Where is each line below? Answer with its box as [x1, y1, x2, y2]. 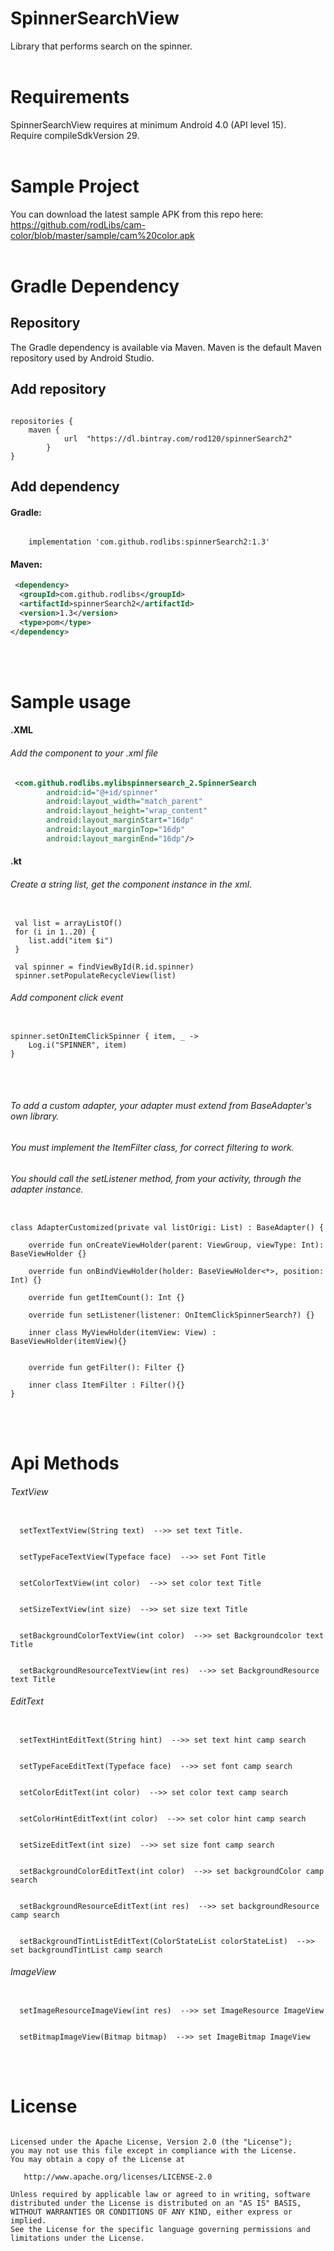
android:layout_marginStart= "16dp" [46, 815, 195, 826]
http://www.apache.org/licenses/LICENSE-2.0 [23, 2172, 213, 2182]
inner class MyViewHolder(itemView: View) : [28, 1328, 217, 1338]
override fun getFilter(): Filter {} [28, 1363, 186, 1373]
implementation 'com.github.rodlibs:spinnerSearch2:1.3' [28, 537, 271, 547]
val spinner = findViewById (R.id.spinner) [14, 962, 195, 972]
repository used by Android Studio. [10, 352, 155, 364]
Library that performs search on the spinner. [10, 40, 193, 52]
